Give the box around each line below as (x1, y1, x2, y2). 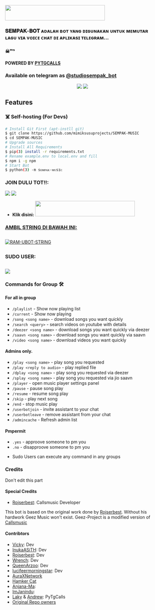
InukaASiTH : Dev (12, 547, 47, 552)
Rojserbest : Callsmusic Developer (12, 499, 81, 505)
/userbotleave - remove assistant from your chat (12, 412, 111, 418)
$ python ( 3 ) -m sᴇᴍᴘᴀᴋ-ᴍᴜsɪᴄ (5, 167, 63, 173)
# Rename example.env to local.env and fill (5, 153, 98, 159)
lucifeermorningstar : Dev (12, 568, 63, 574)
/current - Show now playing (12, 311, 72, 317)
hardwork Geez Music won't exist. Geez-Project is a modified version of (5, 514, 151, 520)
